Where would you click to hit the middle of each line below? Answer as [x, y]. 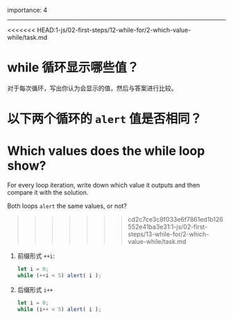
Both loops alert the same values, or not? [67, 206]
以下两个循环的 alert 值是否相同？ [105, 119]
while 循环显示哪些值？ [73, 68]
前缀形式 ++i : [36, 256]
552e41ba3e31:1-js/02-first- [168, 227]
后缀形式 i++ [35, 289]
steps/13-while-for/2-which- [169, 234]
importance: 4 [27, 10]
